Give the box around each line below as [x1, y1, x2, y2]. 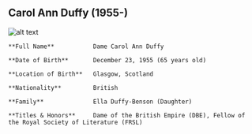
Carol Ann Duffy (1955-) [8, 6, 129, 20]
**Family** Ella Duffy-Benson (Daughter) [8, 98, 193, 106]
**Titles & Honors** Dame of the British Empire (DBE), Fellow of [8, 111, 246, 119]
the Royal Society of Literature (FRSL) [8, 118, 144, 126]
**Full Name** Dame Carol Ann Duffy [8, 43, 164, 50]
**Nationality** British [8, 84, 118, 91]
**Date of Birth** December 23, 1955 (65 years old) [8, 56, 207, 64]
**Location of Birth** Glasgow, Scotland [8, 70, 154, 78]
